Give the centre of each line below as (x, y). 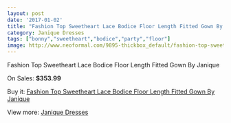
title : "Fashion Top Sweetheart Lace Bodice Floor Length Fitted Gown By (115, 26)
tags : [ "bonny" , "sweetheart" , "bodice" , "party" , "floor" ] (89, 39)
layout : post (26, 13)
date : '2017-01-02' (35, 20)
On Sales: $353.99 (34, 78)
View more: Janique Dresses (48, 112)
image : (16, 45)
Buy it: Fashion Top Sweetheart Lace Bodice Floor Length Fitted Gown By (111, 91)
